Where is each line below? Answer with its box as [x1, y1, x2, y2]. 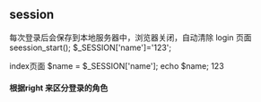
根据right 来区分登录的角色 [9, 82, 109, 93]
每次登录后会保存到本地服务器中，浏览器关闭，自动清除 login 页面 [9, 31, 252, 43]
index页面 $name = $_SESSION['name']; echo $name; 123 [9, 60, 224, 71]
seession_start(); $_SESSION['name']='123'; [9, 42, 172, 53]
